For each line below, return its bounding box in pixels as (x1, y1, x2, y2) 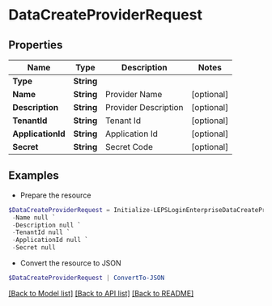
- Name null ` (11, 213, 57, 222)
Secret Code (104, 142, 154, 152)
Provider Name (104, 89, 163, 100)
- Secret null (11, 244, 57, 252)
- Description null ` (11, 221, 82, 229)
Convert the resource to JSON (19, 258, 121, 268)
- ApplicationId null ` (11, 236, 89, 244)
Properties (8, 38, 63, 52)
